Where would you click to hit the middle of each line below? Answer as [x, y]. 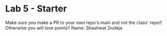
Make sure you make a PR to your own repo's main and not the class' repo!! [84, 22]
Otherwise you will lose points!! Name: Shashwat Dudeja [64, 27]
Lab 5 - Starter [36, 9]
